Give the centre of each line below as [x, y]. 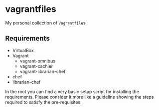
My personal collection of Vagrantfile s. [46, 23]
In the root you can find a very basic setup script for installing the [72, 91]
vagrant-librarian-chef [43, 71]
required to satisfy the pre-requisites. [43, 102]
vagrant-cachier [36, 66]
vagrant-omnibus [38, 61]
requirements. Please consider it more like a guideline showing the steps [79, 97]
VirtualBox [23, 50]
